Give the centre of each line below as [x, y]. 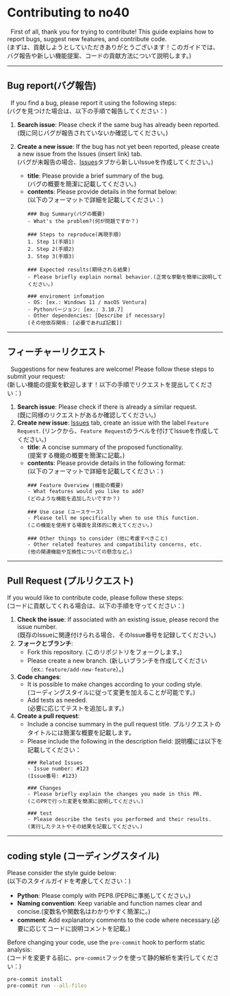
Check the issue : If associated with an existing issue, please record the [118, 619]
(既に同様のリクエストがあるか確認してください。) [87, 415]
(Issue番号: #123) [52, 776]
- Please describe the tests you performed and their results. [119, 820]
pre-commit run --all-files [47, 986]
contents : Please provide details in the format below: [102, 191]
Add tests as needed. [57, 700]
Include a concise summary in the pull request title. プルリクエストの [124, 724]
